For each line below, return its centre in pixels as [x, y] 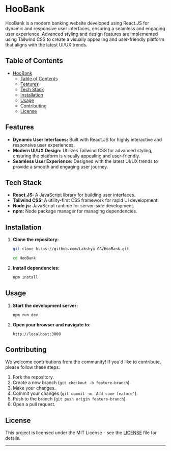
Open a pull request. [34, 405]
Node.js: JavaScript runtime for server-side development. [74, 206]
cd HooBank [24, 258]
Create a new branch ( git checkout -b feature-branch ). [72, 383]
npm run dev [25, 315]
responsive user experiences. [44, 145]
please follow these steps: [33, 367]
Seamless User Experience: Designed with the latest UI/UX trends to [85, 161]
